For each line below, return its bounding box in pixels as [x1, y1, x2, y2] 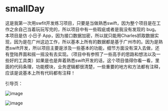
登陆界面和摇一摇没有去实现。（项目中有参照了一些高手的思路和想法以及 [9, 51, 156, 57]
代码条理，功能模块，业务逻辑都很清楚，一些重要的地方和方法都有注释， [13, 63, 163, 70]
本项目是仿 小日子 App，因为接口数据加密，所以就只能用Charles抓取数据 [5, 32, 155, 38]
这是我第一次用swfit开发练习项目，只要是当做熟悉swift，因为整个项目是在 [5, 20, 156, 26]
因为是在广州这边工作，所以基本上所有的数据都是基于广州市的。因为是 [13, 38, 158, 45]
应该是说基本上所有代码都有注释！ [5, 70, 75, 76]
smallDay [5, 3, 45, 14]
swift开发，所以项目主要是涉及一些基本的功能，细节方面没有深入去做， [9, 45, 155, 51]
